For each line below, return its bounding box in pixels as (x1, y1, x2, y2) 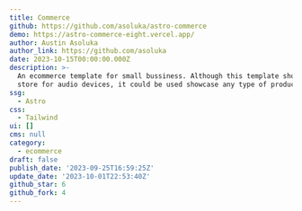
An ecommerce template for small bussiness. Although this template (17, 72, 280, 81)
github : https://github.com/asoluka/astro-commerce (9, 22, 207, 31)
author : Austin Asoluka (9, 38, 99, 48)
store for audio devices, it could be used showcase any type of (17, 80, 268, 89)
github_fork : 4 (9, 189, 67, 198)
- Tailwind (17, 113, 58, 122)
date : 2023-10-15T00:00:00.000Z (9, 55, 130, 64)
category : (9, 138, 47, 147)
